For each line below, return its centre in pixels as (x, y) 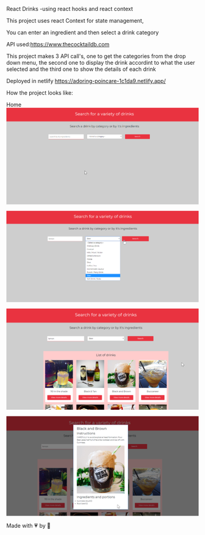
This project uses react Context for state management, (75, 20)
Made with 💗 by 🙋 (28, 525)
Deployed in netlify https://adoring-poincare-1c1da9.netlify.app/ (86, 81)
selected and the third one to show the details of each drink (81, 69)
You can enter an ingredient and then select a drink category (83, 32)
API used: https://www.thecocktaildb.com (58, 44)
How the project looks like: (40, 93)
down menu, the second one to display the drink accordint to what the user (101, 63)
